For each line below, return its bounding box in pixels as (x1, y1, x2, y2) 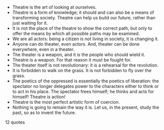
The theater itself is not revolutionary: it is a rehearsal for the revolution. (12, 62, 159, 68)
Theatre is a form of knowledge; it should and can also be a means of (12, 9, 155, 15)
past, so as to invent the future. (12, 110, 76, 116)
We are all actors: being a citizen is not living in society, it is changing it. (12, 36, 159, 42)
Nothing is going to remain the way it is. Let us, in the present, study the (12, 104, 160, 110)
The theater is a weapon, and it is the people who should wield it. (12, 52, 145, 58)
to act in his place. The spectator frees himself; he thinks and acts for (12, 89, 155, 94)
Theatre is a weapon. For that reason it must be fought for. (12, 57, 132, 63)
